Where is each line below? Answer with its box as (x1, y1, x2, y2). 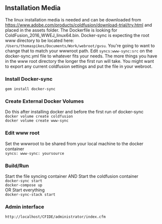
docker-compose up (5, 183, 42, 187)
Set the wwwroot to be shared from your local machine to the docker (5, 141, 144, 147)
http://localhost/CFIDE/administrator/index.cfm (5, 214, 106, 220)
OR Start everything (5, 187, 45, 193)
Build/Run (5, 162, 29, 169)
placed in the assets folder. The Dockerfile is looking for (5, 27, 118, 33)
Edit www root (5, 130, 40, 136)
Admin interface (5, 203, 44, 210)
